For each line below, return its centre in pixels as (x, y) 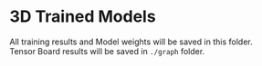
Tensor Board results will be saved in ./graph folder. (107, 51)
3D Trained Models (83, 17)
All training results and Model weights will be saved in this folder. (131, 42)
